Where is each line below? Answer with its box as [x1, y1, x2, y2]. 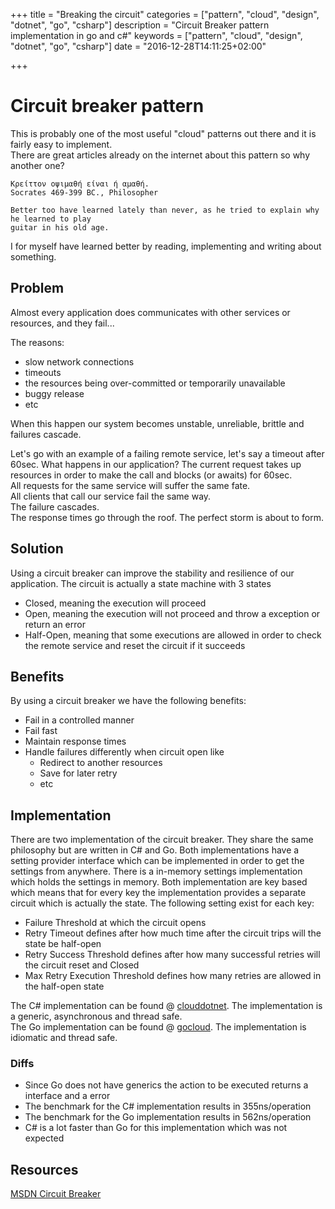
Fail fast [24, 725, 58, 737]
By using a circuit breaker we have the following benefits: [10, 695, 247, 707]
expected [24, 1132, 65, 1144]
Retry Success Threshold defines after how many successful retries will [24, 949, 321, 961]
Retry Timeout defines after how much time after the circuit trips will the [24, 927, 322, 939]
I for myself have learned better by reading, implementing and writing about [10, 240, 322, 252]
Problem [10, 280, 65, 297]
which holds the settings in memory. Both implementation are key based [10, 876, 308, 888]
